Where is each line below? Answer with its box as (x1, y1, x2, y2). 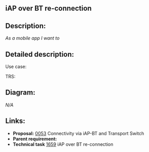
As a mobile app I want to (5, 35, 60, 41)
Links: (5, 117, 26, 125)
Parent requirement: (12, 136, 58, 142)
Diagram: (5, 88, 35, 97)
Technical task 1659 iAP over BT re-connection (12, 141, 114, 147)
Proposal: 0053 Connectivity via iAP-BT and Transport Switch (12, 130, 144, 136)
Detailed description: (5, 50, 74, 58)
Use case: (5, 63, 27, 70)
